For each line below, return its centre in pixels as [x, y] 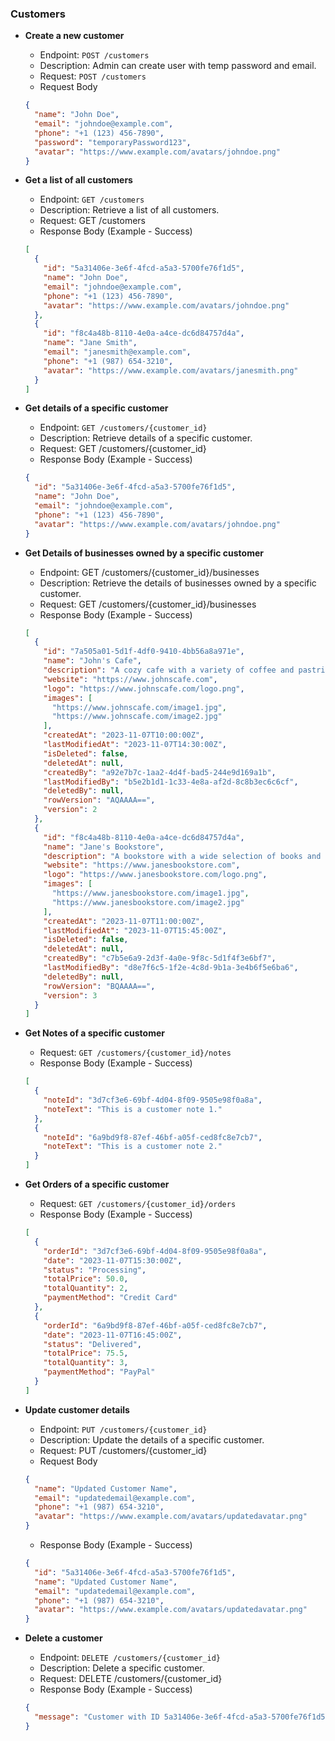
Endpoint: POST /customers [94, 55]
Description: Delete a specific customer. [122, 1668]
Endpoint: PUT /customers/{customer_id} [123, 1429]
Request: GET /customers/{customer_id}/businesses [148, 604]
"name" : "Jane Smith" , [90, 343]
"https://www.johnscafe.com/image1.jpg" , [139, 707]
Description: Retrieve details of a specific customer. [146, 438]
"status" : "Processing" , [95, 1270]
